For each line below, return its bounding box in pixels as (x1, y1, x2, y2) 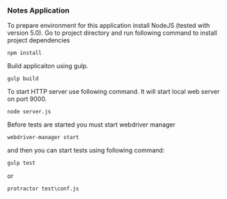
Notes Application (7, 6, 70, 15)
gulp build (7, 75, 39, 82)
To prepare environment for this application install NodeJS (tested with (7, 22, 210, 30)
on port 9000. (7, 95, 47, 103)
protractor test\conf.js (7, 185, 79, 193)
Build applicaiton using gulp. (7, 62, 88, 70)
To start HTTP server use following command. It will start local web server (7, 88, 220, 96)
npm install (7, 49, 42, 57)
